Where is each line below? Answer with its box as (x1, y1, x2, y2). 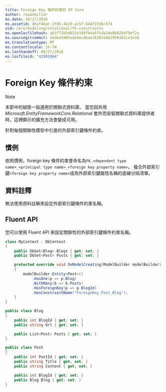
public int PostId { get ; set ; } (14, 354, 84, 359)
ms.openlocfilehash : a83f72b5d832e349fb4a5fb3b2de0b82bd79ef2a (5, 31, 140, 36)
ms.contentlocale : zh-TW (5, 45, 57, 50)
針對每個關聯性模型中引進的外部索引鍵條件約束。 (5, 127, 106, 133)
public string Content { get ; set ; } (14, 363, 93, 368)
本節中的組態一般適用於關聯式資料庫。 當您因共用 (5, 104, 107, 110)
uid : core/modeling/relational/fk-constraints (5, 26, 104, 31)
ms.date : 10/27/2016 (5, 17, 48, 22)
